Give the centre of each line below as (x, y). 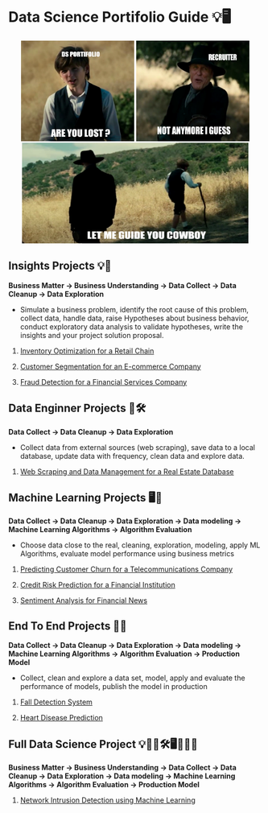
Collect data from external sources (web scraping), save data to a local (138, 447)
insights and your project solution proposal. (92, 335)
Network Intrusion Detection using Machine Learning (107, 800)
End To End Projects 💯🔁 (68, 626)
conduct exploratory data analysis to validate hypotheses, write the (132, 326)
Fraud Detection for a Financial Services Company (103, 382)
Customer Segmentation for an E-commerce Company (110, 366)
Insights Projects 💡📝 (60, 266)
